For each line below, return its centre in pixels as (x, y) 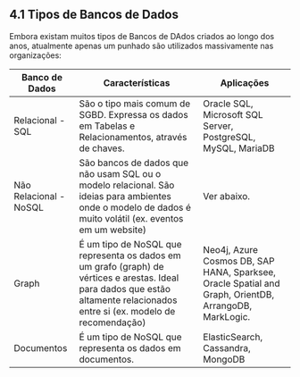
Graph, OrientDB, (239, 294)
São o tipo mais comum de (134, 104)
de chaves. (102, 148)
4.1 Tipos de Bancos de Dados (94, 15)
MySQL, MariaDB (239, 148)
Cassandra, (227, 348)
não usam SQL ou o (120, 173)
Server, (218, 126)
